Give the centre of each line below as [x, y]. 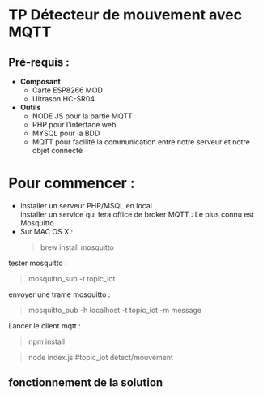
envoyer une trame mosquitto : [59, 294]
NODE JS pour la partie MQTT [82, 116]
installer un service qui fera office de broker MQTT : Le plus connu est [137, 214]
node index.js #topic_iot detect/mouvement [101, 357]
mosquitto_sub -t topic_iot [72, 278]
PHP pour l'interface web [74, 125]
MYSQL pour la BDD [66, 133]
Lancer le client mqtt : [45, 325]
